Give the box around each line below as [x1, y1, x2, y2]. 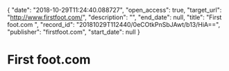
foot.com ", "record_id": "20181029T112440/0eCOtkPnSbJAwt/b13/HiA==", [7, 21, 221, 28]
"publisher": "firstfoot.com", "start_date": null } [7, 28, 140, 36]
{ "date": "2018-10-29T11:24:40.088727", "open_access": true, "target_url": [7, 6, 222, 14]
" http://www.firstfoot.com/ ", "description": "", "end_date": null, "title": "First [7, 13, 222, 21]
